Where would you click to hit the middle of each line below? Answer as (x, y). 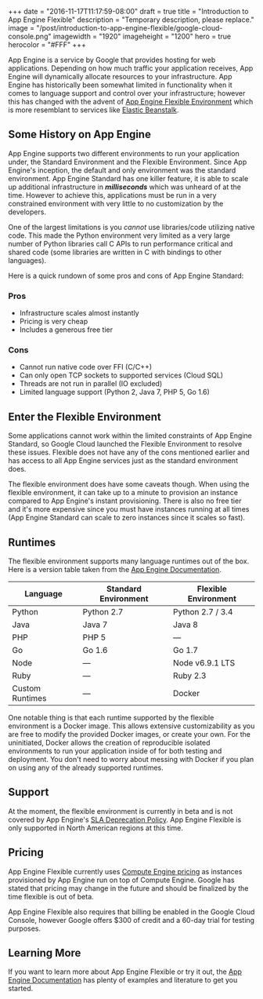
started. (21, 989)
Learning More (45, 953)
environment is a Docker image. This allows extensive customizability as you (131, 726)
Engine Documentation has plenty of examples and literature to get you (123, 980)
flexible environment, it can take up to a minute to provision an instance (123, 493)
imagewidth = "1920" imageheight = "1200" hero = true (142, 36)
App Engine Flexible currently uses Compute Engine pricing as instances (125, 871)
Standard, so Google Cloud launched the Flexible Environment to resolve (125, 444)
